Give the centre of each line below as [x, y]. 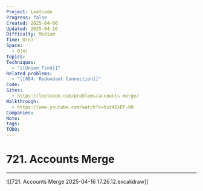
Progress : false [27, 17]
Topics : [16, 57]
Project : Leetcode [29, 12]
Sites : [14, 90]
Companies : [20, 113]
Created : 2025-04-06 [32, 23]
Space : [14, 46]
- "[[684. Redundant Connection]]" [56, 79]
